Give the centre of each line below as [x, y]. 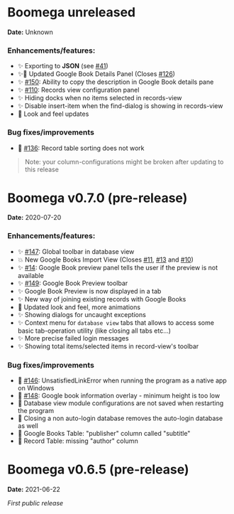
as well [28, 426]
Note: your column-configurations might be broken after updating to [124, 161]
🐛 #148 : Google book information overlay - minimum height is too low [119, 396]
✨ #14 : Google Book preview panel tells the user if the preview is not [118, 267]
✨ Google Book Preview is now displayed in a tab [89, 291]
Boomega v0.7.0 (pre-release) [97, 198]
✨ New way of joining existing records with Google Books [102, 299]
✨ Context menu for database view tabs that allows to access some [116, 322]
